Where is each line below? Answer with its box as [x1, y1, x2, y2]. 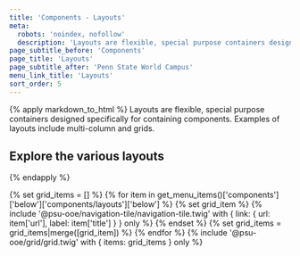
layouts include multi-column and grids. [9, 122, 155, 134]
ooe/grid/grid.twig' [9, 237, 79, 248]
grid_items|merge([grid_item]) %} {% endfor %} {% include [9, 227, 228, 238]
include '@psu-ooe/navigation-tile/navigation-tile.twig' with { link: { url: [9, 209, 271, 219]
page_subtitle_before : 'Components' [9, 46, 146, 55]
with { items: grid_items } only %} [79, 237, 204, 248]
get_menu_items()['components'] [156, 189, 279, 201]
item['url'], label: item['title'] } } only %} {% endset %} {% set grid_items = [9, 218, 282, 228]
